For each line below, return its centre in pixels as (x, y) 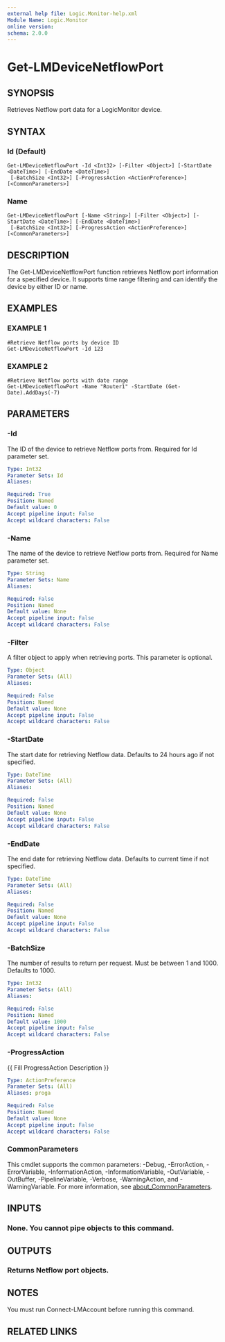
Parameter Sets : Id (35, 475)
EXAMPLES (32, 309)
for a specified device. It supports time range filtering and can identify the (112, 279)
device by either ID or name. (47, 287)
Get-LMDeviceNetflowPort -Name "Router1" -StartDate (85, 387)
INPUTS (24, 1208)
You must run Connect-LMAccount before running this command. (101, 1309)
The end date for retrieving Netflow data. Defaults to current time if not (108, 859)
